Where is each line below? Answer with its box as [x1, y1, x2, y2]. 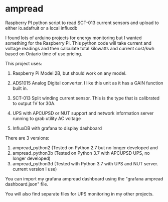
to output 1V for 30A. [12, 100, 56, 106]
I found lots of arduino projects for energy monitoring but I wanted [5, 35, 142, 41]
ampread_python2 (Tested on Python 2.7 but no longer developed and [12, 144, 158, 151]
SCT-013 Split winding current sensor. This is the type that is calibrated [12, 95, 159, 101]
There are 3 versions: [5, 135, 50, 141]
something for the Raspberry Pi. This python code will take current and [5, 40, 152, 46]
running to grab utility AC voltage [12, 115, 81, 121]
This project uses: [5, 60, 43, 66]
